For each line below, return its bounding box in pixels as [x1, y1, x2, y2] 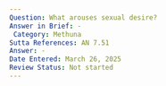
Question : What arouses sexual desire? [9, 13, 158, 22]
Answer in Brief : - [9, 21, 82, 30]
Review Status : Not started [9, 64, 114, 73]
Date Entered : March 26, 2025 [9, 55, 122, 64]
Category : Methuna [12, 30, 82, 39]
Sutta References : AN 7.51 [9, 38, 110, 47]
